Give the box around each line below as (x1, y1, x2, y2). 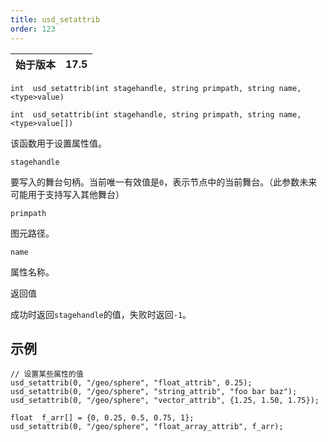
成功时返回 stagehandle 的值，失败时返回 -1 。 (10, 308, 192, 320)
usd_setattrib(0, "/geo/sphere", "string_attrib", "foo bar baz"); (10, 387, 298, 397)
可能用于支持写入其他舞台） (10, 188, 125, 200)
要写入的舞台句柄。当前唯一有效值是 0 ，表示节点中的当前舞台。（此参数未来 (10, 176, 318, 188)
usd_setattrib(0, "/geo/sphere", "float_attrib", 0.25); (10, 378, 253, 388)
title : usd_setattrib (10, 14, 101, 25)
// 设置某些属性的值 (10, 369, 84, 380)
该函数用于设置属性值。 (10, 137, 107, 149)
